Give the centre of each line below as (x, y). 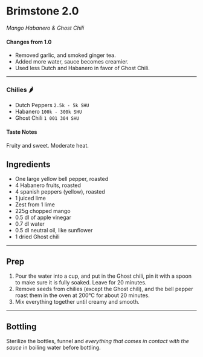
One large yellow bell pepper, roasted (62, 179)
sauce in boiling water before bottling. (53, 348)
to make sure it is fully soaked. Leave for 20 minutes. (81, 283)
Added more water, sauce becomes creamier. (72, 62)
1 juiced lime (31, 198)
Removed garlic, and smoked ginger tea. (65, 55)
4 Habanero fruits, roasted (48, 185)
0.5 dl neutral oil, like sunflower (54, 231)
